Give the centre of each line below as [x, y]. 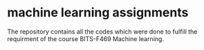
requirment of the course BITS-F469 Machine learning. [86, 38]
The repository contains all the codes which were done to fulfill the [102, 32]
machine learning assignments [98, 13]
